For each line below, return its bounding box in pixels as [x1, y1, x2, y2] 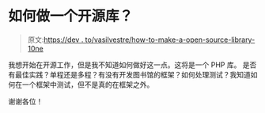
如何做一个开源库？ [8, 7, 134, 25]
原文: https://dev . [27, 35, 84, 44]
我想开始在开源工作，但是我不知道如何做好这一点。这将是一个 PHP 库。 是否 [8, 60, 257, 70]
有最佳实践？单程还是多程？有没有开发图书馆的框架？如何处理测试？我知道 [8, 70, 251, 79]
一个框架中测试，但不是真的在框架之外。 [21, 80, 154, 89]
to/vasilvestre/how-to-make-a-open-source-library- [85, 35, 256, 44]
